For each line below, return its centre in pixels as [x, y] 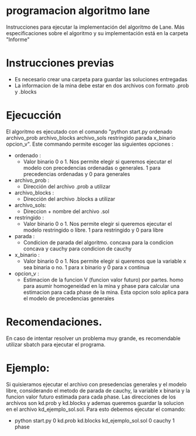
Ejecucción [34, 116]
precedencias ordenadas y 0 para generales [77, 174]
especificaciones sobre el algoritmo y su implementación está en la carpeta [97, 33]
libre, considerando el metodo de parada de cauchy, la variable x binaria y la [98, 390]
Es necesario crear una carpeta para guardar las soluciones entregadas [101, 79]
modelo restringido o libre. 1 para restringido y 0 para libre [93, 230]
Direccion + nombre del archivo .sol [66, 211]
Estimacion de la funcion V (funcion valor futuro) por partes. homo [103, 280]
